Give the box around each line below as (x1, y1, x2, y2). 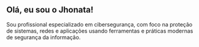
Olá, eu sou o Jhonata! (6, 5, 94, 15)
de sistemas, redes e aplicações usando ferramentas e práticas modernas (6, 27, 193, 34)
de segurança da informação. (6, 33, 81, 41)
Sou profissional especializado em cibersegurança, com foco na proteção (6, 20, 193, 28)
